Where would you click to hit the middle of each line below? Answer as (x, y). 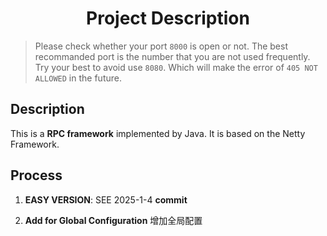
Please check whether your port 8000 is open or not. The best (161, 46)
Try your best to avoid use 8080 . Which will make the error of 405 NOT (176, 67)
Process (36, 175)
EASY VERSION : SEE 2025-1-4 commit (106, 199)
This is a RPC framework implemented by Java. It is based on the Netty (158, 133)
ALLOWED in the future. (78, 78)
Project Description (168, 18)
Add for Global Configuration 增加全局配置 (113, 220)
